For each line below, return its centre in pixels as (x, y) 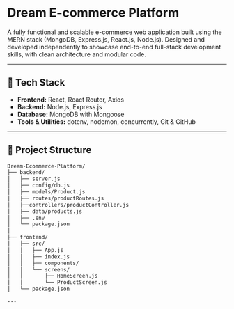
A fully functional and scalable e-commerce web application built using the (115, 32)
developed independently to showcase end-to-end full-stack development (114, 47)
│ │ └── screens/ (39, 269)
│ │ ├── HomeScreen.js (53, 276)
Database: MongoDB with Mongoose (71, 114)
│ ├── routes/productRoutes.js (56, 198)
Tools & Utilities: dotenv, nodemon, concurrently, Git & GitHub (107, 121)
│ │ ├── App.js (36, 250)
